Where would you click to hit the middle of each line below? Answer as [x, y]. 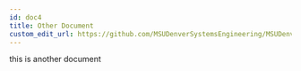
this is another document [55, 59]
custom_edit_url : [42, 34]
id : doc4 [26, 17]
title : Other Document [52, 26]
